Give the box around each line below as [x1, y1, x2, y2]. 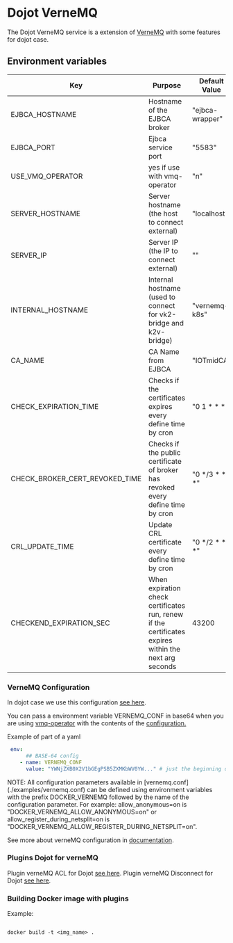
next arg [148, 652, 175, 662]
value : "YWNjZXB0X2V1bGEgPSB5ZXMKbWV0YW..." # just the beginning [25, 765, 222, 773]
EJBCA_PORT [10, 143, 55, 152]
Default [198, 76, 224, 86]
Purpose [152, 80, 182, 90]
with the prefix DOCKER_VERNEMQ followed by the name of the [7, 793, 189, 801]
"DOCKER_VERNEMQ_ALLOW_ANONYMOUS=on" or [7, 807, 157, 816]
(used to [148, 292, 175, 302]
